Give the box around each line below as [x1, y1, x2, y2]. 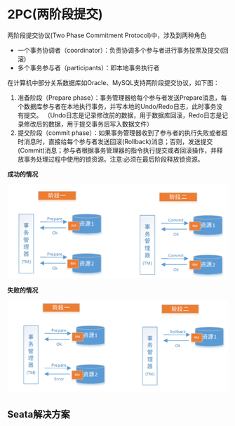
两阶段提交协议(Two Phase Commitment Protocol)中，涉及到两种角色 [7, 31, 207, 39]
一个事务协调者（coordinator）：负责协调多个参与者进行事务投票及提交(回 [17, 46, 229, 54]
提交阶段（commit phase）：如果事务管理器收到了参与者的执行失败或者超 [17, 128, 228, 137]
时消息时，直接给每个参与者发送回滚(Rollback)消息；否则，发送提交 [17, 137, 213, 146]
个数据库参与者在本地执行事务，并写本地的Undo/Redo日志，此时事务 [17, 102, 217, 110]
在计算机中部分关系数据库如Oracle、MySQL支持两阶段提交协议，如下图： [7, 78, 220, 86]
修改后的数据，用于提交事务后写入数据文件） [23, 120, 153, 128]
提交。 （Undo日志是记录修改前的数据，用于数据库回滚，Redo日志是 [23, 110, 222, 120]
